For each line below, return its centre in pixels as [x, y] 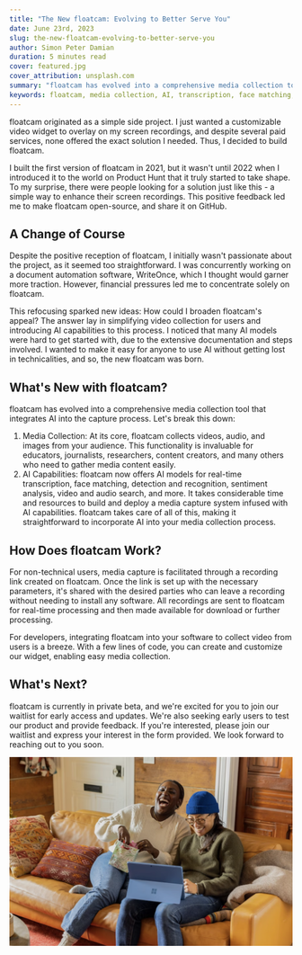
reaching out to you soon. [57, 744]
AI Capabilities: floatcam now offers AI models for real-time [132, 474]
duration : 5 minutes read [58, 57]
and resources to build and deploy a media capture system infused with [155, 503]
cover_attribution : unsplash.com [72, 76]
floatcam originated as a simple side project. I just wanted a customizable [145, 121]
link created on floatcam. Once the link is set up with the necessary [134, 582]
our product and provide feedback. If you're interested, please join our [139, 725]
